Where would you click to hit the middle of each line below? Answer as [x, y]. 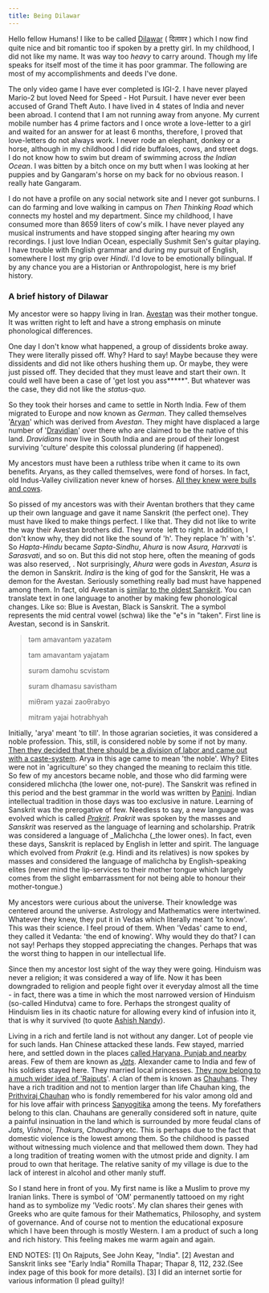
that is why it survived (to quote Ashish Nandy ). [87, 1020]
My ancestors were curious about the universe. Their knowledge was [123, 902]
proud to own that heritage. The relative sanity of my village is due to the [128, 1164]
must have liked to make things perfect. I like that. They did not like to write [132, 521]
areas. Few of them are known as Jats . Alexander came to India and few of [132, 1061]
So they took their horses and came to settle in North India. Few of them [127, 404]
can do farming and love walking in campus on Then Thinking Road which [131, 207]
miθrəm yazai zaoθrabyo [69, 701]
